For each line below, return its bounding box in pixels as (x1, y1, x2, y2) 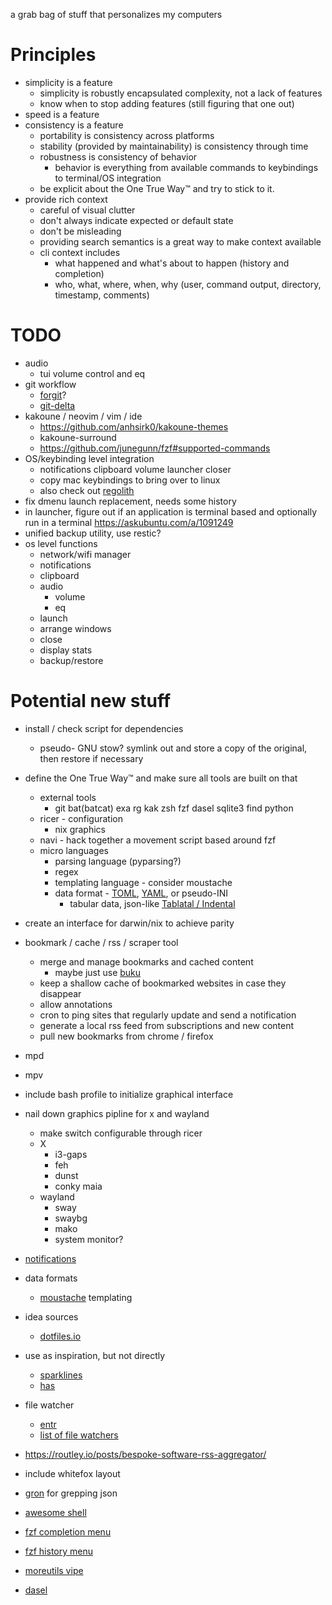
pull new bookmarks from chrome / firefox (39, 1030, 214, 1042)
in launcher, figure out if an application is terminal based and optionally (24, 505, 318, 518)
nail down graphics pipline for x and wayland (24, 1107, 210, 1119)
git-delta (39, 399, 76, 411)
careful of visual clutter (39, 204, 136, 216)
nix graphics (54, 823, 106, 835)
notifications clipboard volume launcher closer (39, 463, 232, 475)
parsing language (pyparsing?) (54, 855, 182, 867)
